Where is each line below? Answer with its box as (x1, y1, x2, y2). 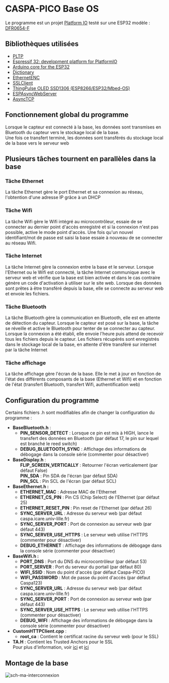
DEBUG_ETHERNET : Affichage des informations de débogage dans (20, 542, 162, 548)
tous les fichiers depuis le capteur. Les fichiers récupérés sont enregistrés (5, 336, 159, 342)
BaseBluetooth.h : (12, 424, 51, 431)
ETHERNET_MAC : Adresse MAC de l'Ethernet (20, 489, 117, 495)
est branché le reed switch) (20, 441, 77, 447)
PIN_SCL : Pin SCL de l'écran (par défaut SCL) (20, 478, 117, 484)
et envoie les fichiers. (5, 290, 50, 296)
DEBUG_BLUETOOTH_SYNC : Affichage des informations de (20, 446, 147, 452)
